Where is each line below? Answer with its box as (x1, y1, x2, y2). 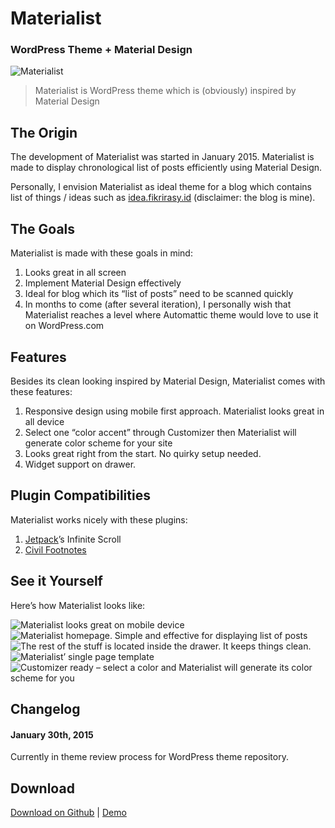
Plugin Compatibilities (10, 487, 151, 504)
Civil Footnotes (24, 543, 87, 556)
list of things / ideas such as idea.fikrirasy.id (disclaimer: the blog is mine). (10, 192, 316, 204)
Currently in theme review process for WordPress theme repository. (10, 751, 289, 763)
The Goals (10, 220, 76, 237)
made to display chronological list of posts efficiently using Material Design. (10, 162, 323, 174)
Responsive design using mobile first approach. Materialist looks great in (24, 405, 325, 417)
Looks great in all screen (24, 267, 127, 279)
